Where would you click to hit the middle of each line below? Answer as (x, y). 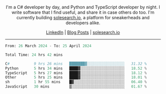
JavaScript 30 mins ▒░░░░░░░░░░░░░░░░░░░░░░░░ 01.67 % (76, 87)
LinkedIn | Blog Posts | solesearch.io (83, 32)
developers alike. (83, 23)
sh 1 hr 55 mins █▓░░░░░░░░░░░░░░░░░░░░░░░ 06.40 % (76, 82)
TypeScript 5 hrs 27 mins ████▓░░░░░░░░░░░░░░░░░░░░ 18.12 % (76, 73)
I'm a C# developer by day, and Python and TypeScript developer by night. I (83, 7)
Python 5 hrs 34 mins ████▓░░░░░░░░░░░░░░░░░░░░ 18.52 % (76, 68)
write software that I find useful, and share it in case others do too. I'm (83, 12)
